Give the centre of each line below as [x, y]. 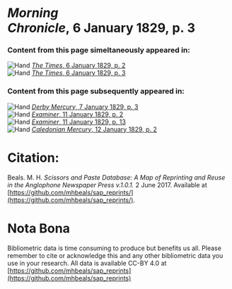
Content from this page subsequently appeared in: [96, 91]
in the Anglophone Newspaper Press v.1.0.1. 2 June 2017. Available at [107, 184]
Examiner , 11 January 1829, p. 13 [79, 122]
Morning [33, 13]
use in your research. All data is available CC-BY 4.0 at [87, 263]
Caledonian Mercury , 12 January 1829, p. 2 [94, 129]
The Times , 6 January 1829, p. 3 [79, 73]
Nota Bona [39, 228]
